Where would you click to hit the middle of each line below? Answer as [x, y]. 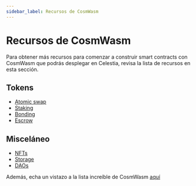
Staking [24, 108]
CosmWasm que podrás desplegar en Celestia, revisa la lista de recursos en [98, 63]
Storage [24, 160]
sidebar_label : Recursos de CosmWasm [52, 11]
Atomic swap [30, 102]
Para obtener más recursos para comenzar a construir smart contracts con [97, 57]
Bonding [25, 114]
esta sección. [22, 69]
